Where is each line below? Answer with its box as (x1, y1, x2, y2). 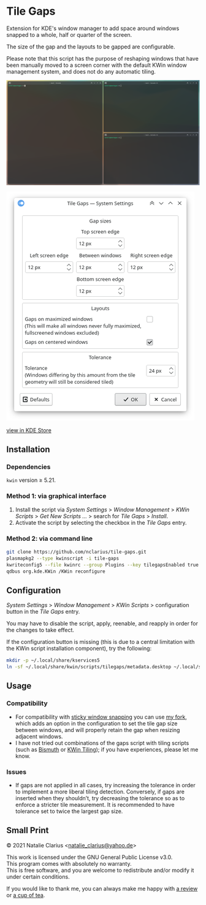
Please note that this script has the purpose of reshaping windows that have (6, 55, 199, 62)
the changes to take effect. (6, 627, 75, 634)
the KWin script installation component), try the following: (6, 645, 152, 652)
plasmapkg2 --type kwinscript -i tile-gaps (6, 555, 120, 562)
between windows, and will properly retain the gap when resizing (15, 726, 180, 733)
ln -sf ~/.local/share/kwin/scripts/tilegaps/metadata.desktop (6, 664, 172, 670)
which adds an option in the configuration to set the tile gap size (15, 719, 178, 727)
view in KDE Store (6, 426, 52, 433)
